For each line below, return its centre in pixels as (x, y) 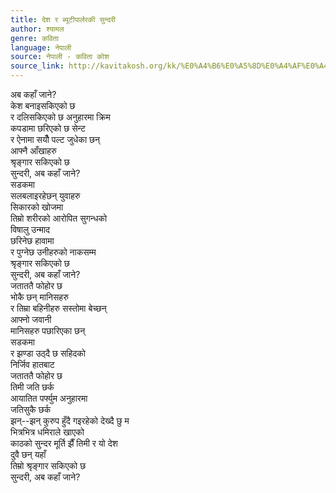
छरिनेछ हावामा (32, 240)
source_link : (37, 66)
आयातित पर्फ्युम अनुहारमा (49, 398)
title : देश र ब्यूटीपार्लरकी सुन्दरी (63, 19)
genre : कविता (34, 38)
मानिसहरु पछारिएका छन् (48, 330)
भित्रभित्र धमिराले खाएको (47, 432)
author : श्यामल (37, 29)
